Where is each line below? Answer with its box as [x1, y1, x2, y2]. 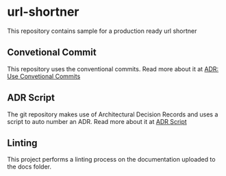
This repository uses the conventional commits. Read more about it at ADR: [7, 64, 219, 73]
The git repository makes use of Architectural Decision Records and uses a [7, 110, 218, 118]
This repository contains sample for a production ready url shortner [7, 27, 197, 35]
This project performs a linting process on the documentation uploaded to [7, 155, 216, 164]
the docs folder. [7, 162, 51, 171]
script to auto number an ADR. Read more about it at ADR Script [7, 117, 187, 125]
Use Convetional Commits [7, 72, 81, 80]
